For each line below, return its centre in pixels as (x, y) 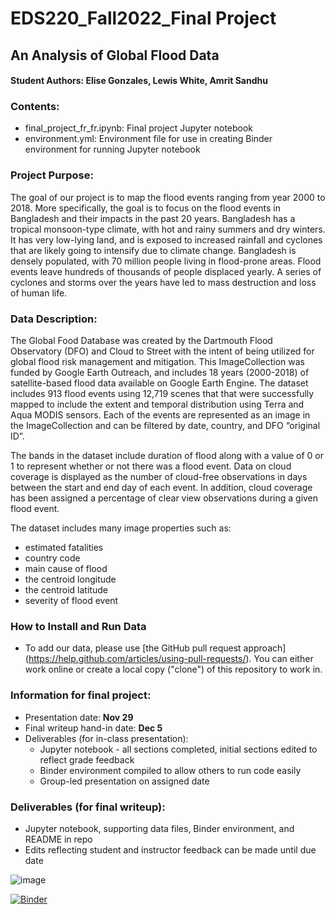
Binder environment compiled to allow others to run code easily (170, 770)
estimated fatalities (64, 548)
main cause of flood (66, 569)
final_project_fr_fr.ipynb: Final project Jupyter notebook (139, 128)
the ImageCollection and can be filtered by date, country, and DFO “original (165, 426)
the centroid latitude (66, 590)
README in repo (58, 839)
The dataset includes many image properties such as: (121, 528)
